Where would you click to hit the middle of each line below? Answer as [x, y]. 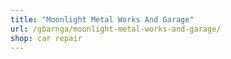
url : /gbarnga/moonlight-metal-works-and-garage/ [116, 29]
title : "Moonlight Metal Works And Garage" [102, 19]
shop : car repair [46, 38]
